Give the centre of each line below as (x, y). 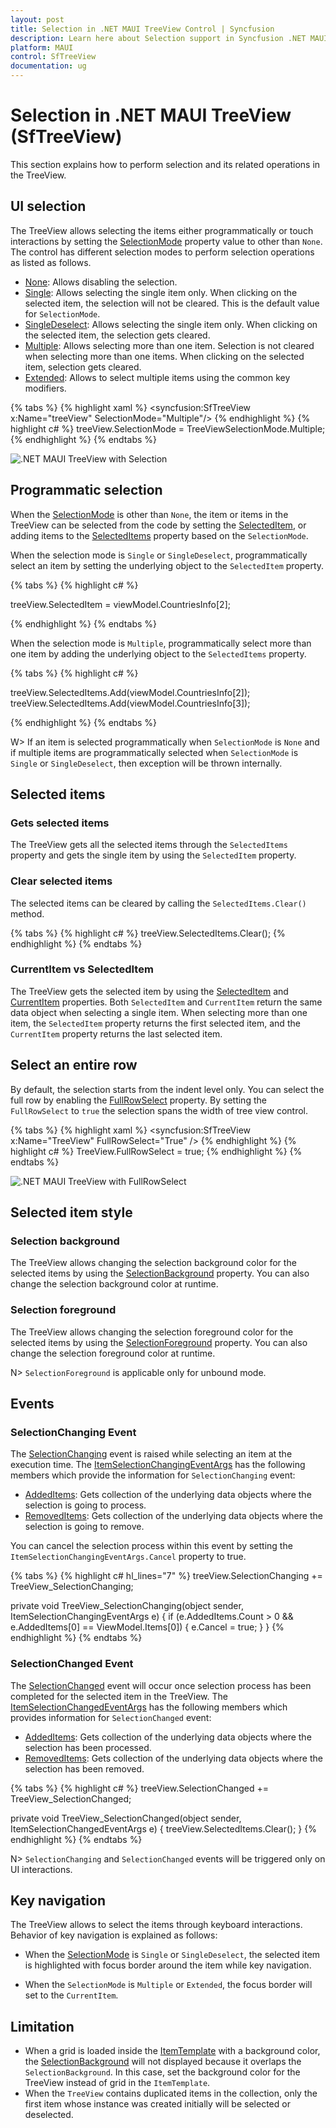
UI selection (48, 206)
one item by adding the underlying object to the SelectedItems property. (158, 653)
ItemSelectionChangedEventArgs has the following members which (149, 1707)
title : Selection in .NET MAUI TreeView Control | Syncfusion (142, 29)
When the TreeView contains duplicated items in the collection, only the (171, 2093)
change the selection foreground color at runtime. (113, 1353)
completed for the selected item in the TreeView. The (119, 1696)
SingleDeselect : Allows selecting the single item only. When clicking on (171, 324)
